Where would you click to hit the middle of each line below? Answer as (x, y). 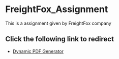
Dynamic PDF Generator (38, 51)
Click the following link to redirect (60, 39)
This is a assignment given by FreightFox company (58, 23)
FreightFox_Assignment (57, 9)
